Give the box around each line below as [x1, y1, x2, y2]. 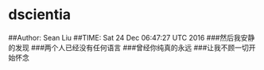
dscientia [8, 6, 72, 24]
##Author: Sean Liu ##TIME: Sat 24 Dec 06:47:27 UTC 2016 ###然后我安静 [8, 33, 255, 42]
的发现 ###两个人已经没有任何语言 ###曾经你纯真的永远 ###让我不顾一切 [8, 42, 249, 52]
